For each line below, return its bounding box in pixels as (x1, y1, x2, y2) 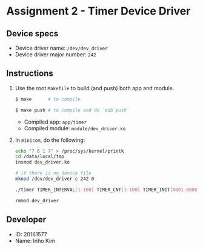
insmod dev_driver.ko (15, 159, 70, 165)
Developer (6, 214, 47, 225)
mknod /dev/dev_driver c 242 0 (15, 176, 95, 182)
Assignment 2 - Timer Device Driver (6, 4, 191, 18)
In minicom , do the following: (15, 136, 85, 144)
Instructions (6, 68, 53, 79)
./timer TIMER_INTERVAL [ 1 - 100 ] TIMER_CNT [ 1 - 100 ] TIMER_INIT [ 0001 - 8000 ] (15, 187, 200, 193)
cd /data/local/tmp (15, 153, 65, 160)
